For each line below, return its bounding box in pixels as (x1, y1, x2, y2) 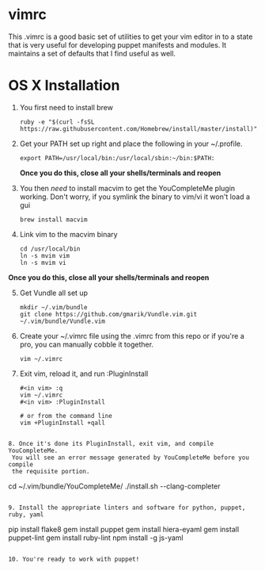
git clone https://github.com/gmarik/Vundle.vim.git (19, 310, 198, 318)
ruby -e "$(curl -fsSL (19, 117, 95, 126)
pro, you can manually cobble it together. (19, 339, 154, 349)
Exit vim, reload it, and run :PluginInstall (19, 369, 149, 378)
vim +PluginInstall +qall (19, 419, 105, 427)
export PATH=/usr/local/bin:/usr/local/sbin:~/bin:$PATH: (19, 154, 215, 162)
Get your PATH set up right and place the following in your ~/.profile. (19, 139, 243, 148)
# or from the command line (19, 412, 112, 420)
